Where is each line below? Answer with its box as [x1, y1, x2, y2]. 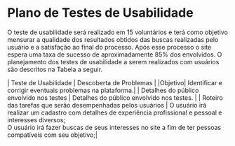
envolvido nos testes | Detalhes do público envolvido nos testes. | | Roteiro [7, 93, 223, 102]
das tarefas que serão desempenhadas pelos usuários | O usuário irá [7, 101, 207, 109]
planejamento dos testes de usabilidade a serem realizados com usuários [7, 57, 220, 66]
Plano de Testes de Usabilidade [7, 5, 194, 21]
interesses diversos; [7, 115, 66, 124]
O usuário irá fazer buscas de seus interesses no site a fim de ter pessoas [7, 123, 222, 131]
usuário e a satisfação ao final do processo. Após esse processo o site [7, 43, 212, 51]
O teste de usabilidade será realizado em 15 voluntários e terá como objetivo [7, 28, 228, 36]
